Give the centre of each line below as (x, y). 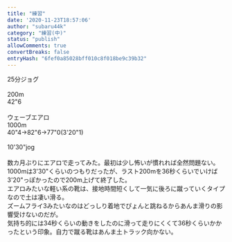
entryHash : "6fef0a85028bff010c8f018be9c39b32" (77, 59)
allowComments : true (37, 46)
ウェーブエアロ (28, 117)
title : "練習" (27, 13)
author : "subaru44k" (37, 26)
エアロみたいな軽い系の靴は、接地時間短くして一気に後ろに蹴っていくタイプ (116, 188)
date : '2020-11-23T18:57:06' (49, 20)
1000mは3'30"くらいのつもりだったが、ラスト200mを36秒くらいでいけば (113, 171)
